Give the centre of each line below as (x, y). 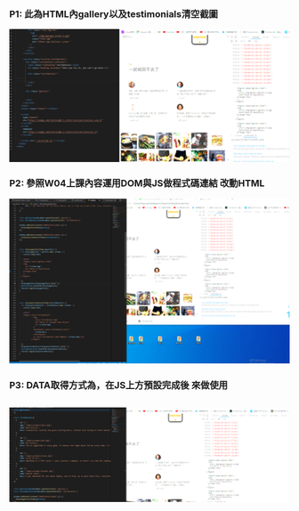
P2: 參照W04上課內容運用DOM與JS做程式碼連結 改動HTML (137, 183)
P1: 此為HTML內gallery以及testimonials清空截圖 (113, 13)
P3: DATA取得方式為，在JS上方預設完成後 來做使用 (119, 385)
